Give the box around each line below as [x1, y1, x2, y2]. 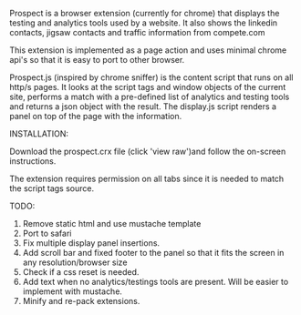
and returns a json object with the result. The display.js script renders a [9, 101, 276, 112]
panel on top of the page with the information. [9, 111, 182, 121]
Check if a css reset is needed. [22, 267, 140, 277]
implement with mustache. [22, 286, 123, 297]
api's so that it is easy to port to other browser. [9, 55, 185, 65]
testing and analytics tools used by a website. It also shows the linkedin [9, 17, 278, 28]
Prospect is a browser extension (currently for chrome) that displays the [9, 8, 280, 18]
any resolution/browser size [22, 257, 128, 268]
